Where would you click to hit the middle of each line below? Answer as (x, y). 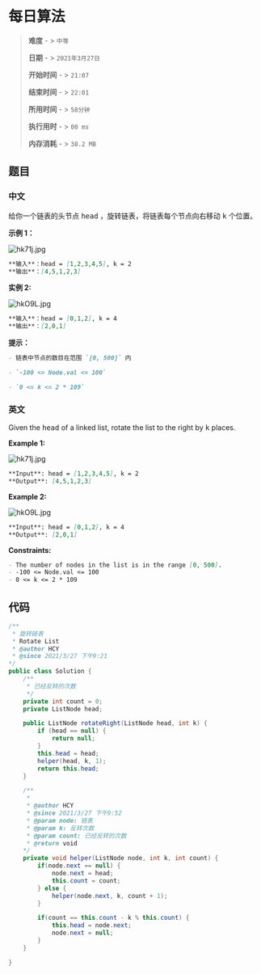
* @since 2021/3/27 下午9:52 (74, 813)
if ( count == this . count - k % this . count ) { (114, 918)
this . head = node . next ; (91, 926)
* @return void (52, 843)
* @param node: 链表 (60, 820)
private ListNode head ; (63, 709)
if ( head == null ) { (72, 731)
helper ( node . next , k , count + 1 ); (109, 896)
